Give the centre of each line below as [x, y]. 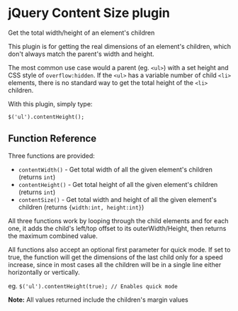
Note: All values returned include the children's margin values [98, 300]
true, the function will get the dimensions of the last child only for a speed [115, 257]
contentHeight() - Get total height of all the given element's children [118, 184]
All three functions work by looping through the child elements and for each [118, 220]
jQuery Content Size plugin [89, 13]
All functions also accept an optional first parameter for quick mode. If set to [119, 249]
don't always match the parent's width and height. [81, 54]
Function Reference [52, 138]
